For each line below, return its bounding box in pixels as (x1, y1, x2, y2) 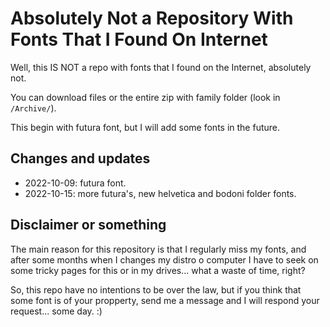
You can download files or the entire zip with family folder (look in (10, 91, 281, 103)
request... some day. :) (10, 305, 103, 317)
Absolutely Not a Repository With (10, 7, 294, 30)
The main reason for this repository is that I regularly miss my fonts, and (10, 243, 307, 255)
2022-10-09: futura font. (24, 177, 127, 189)
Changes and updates (10, 150, 151, 167)
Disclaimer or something (10, 217, 167, 234)
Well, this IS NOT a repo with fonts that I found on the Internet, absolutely (10, 61, 312, 73)
